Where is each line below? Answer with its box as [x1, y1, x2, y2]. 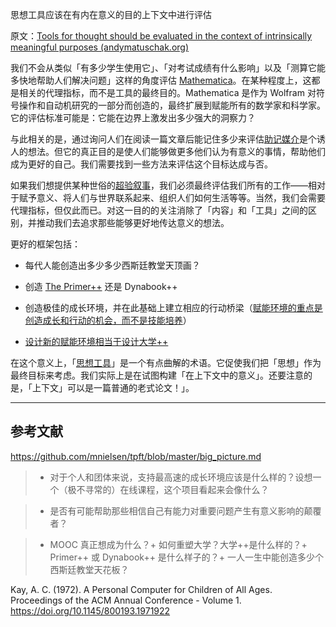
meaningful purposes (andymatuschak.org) [10, 41, 190, 53]
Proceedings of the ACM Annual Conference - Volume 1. [10, 594, 242, 606]
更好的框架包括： [10, 238, 81, 250]
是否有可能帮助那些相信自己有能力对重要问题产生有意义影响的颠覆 [49, 504, 322, 517]
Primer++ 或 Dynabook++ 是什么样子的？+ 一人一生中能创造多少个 [49, 551, 325, 563]
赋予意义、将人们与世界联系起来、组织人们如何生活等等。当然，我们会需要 [18, 192, 326, 203]
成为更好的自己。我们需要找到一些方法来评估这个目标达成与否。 [10, 158, 273, 170]
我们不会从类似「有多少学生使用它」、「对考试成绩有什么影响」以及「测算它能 [10, 62, 326, 73]
